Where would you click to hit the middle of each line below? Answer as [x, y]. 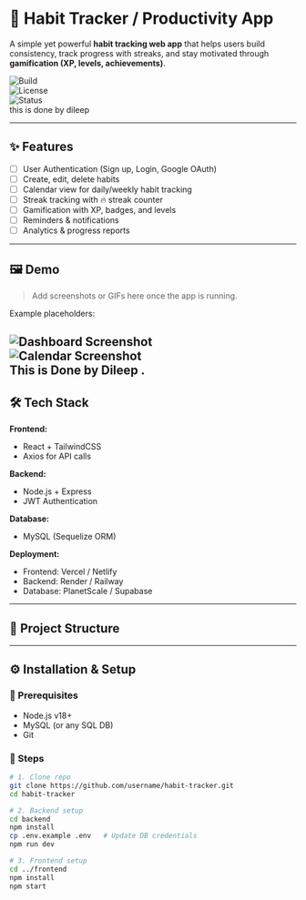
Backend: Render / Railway [73, 581]
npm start [28, 886]
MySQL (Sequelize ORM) [69, 537]
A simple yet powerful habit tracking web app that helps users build [138, 44]
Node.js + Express [57, 491]
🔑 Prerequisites [44, 695]
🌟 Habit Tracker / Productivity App [142, 19]
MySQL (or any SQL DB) [68, 725]
